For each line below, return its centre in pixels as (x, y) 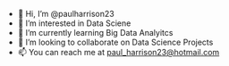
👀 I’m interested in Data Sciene (74, 23)
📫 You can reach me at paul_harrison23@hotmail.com (119, 52)
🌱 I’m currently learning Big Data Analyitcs (95, 33)
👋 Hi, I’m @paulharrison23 (66, 14)
